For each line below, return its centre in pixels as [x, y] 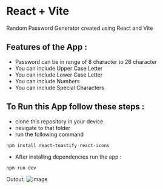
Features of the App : [47, 47]
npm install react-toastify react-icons [58, 145]
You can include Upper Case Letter [59, 68]
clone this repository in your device [59, 121]
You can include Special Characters [60, 88]
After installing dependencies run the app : [68, 157]
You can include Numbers [47, 81]
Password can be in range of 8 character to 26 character [86, 61]
